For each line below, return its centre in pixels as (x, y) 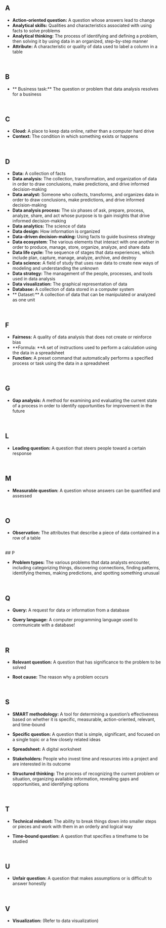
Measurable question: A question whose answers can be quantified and (86, 491)
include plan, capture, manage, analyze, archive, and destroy (74, 258)
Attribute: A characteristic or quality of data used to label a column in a (85, 46)
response (22, 453)
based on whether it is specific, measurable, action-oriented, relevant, (84, 719)
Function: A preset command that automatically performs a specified (83, 358)
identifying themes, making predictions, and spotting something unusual (86, 573)
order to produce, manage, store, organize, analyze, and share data (81, 247)
